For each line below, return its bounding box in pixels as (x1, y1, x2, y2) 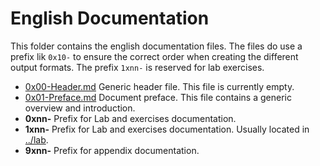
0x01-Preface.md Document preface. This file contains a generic (24, 91, 292, 103)
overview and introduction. (24, 102, 136, 114)
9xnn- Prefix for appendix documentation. (24, 144, 200, 156)
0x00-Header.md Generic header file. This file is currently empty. (24, 80, 295, 92)
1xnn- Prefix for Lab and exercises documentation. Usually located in (24, 123, 310, 135)
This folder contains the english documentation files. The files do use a (10, 40, 303, 52)
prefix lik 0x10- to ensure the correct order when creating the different (10, 50, 299, 62)
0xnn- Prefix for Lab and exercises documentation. (24, 112, 237, 124)
